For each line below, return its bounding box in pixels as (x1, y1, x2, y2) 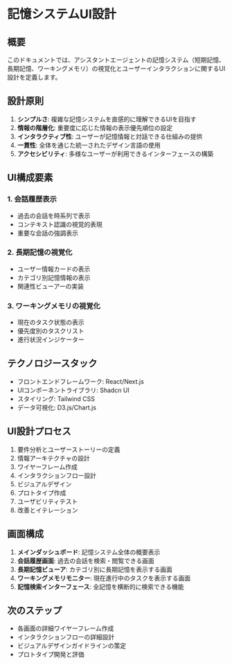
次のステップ (7, 604, 62, 617)
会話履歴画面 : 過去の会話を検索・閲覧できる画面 (17, 556, 154, 565)
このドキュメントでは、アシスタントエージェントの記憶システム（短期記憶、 (7, 56, 225, 64)
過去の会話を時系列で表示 (17, 211, 91, 220)
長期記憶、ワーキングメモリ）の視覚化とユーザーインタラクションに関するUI (7, 64, 226, 73)
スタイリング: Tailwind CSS (17, 394, 96, 402)
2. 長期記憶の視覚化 (7, 247, 73, 257)
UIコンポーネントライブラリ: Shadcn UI (17, 386, 130, 394)
